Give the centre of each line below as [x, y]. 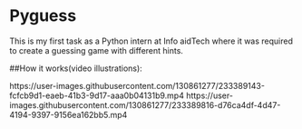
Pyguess [43, 16]
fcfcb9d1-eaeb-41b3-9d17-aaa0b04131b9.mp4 [97, 95]
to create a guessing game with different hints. [97, 50]
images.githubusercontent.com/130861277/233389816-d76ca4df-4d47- [145, 104]
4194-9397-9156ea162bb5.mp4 [68, 114]
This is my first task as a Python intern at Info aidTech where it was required [151, 41]
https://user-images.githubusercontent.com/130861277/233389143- [137, 85]
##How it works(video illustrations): [76, 68]
